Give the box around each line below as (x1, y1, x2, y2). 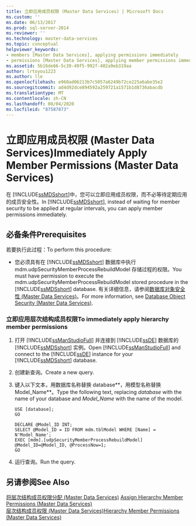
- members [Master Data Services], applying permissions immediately (6, 52, 179, 58)
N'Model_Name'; (14, 432, 52, 438)
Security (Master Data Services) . (14, 299, 93, 307)
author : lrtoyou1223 (6, 68, 57, 74)
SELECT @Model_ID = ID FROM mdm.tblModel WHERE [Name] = (14, 427, 156, 433)
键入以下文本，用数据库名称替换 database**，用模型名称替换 (14, 381, 162, 389)
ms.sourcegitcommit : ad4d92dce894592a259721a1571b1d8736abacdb (6, 85, 163, 91)
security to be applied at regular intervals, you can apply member (6, 205, 163, 212)
